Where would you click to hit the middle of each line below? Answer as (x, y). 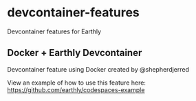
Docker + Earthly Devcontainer (75, 53)
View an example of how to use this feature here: (77, 83)
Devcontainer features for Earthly (54, 31)
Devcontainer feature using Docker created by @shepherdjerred (98, 69)
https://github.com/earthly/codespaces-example (76, 89)
